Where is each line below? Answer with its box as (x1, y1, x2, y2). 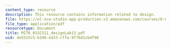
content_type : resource (5, 7, 56, 12)
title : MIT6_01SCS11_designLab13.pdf (5, 30, 85, 35)
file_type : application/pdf (5, 21, 65, 26)
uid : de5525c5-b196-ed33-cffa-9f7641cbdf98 (5, 35, 99, 40)
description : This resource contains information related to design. (5, 12, 156, 17)
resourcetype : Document (5, 26, 56, 31)
